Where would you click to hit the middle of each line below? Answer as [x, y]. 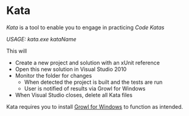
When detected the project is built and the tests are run [93, 82]
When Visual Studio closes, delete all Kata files [74, 95]
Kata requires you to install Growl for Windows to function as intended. [95, 106]
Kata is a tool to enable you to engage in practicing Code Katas [85, 27]
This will [17, 51]
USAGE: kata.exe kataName [42, 39]
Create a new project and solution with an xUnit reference [87, 63]
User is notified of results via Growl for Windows [85, 88]
